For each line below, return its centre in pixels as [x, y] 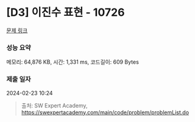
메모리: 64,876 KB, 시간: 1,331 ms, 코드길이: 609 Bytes [73, 62]
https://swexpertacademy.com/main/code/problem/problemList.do [105, 112]
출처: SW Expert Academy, [54, 105]
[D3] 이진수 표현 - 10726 [66, 12]
